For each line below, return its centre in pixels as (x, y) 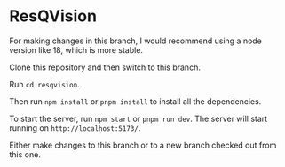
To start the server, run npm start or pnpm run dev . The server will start (139, 118)
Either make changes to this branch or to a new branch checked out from (143, 145)
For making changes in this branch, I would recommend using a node (135, 41)
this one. (25, 154)
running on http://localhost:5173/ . (75, 128)
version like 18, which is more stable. (76, 49)
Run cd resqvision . (44, 84)
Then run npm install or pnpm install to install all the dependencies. (135, 101)
